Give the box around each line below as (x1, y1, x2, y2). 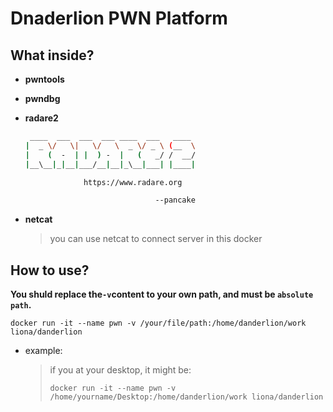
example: (24, 345, 63, 357)
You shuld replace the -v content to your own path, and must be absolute (10, 288, 314, 301)
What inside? (10, 47, 95, 64)
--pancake (154, 195, 196, 206)
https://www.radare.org (83, 177, 183, 187)
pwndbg (24, 93, 61, 104)
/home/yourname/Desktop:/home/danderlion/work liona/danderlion (49, 392, 324, 402)
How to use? (10, 262, 90, 279)
